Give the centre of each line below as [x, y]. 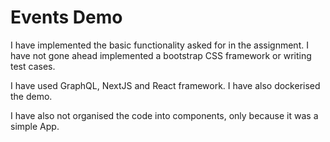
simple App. [35, 126]
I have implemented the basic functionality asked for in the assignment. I [159, 45]
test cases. [33, 66]
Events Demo [66, 17]
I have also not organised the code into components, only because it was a [164, 115]
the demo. [31, 96]
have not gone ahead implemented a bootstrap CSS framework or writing [161, 55]
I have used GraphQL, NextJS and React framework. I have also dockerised [165, 85]
